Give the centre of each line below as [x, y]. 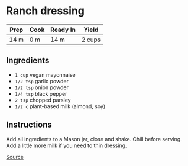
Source [15, 157]
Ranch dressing [45, 11]
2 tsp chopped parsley [43, 100]
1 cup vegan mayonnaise [45, 74]
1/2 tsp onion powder [42, 87]
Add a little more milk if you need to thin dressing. [67, 145]
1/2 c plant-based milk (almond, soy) [60, 106]
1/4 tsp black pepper [41, 93]
